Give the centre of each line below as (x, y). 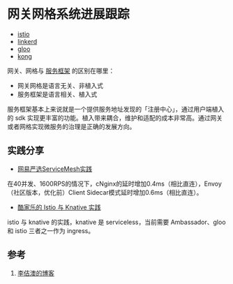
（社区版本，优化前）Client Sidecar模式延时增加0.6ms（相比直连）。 (105, 192)
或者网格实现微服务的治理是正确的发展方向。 (72, 126)
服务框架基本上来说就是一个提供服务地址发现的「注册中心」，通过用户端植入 (116, 109)
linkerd (27, 41)
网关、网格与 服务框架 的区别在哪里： (61, 70)
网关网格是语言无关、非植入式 (60, 85)
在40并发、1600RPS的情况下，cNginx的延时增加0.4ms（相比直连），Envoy (114, 184)
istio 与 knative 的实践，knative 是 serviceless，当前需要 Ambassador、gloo (116, 222)
